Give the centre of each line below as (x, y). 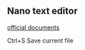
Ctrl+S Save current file (40, 41)
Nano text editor (42, 11)
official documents (33, 27)
